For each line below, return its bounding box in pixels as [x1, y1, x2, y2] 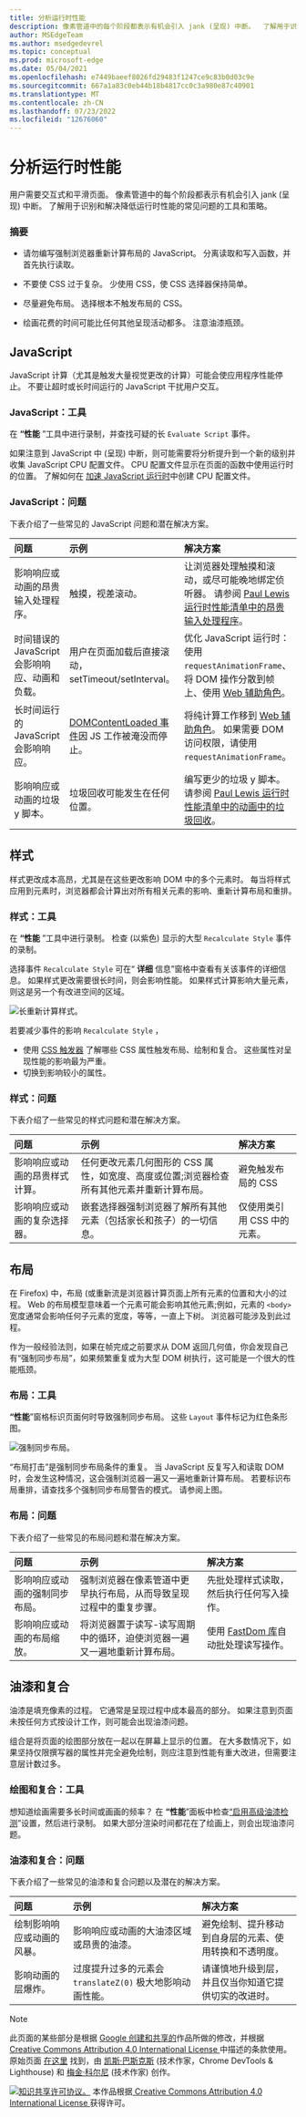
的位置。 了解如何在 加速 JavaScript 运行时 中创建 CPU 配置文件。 [9, 470, 256, 481]
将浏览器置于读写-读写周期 [79, 1617, 196, 1630]
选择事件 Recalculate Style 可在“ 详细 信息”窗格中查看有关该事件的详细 [9, 963, 279, 974]
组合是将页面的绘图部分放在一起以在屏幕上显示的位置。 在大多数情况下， [9, 1736, 283, 1747]
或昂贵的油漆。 [72, 1938, 138, 1951]
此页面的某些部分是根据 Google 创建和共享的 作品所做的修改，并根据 [9, 2032, 265, 2043]
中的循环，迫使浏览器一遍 [79, 1631, 189, 1644]
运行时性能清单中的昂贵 [183, 601, 285, 614]
